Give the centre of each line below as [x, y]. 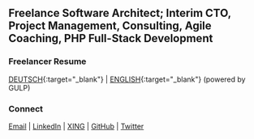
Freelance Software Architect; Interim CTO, [120, 13]
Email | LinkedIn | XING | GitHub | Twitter [76, 126]
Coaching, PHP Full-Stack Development [111, 38]
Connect [26, 108]
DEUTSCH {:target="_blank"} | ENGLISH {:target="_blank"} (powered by [127, 79]
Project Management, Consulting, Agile [110, 26]
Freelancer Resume [47, 61]
